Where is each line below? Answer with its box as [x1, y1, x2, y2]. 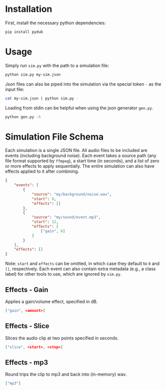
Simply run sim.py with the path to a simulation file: [5, 62, 109, 68]
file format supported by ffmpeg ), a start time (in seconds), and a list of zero [5, 158, 160, 164]
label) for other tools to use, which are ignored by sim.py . [5, 271, 122, 277]
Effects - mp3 [5, 358, 49, 367]
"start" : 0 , [31, 196, 56, 201]
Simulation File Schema [5, 131, 104, 142]
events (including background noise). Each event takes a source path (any [5, 152, 157, 159]
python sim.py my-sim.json [5, 72, 61, 77]
